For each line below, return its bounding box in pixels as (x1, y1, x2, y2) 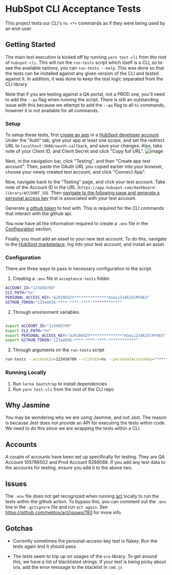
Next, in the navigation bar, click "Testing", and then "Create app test (5, 158, 151, 164)
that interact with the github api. (5, 210, 73, 217)
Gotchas (5, 524, 33, 533)
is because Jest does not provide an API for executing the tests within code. (5, 420, 166, 426)
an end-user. (5, 25, 32, 31)
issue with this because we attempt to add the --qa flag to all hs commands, (5, 102, 165, 108)
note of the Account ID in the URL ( (5, 184, 79, 190)
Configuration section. (5, 226, 53, 232)
